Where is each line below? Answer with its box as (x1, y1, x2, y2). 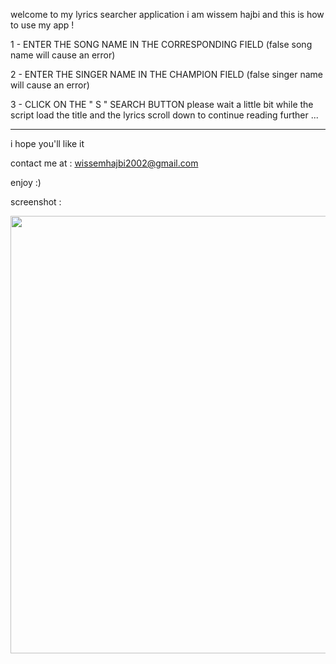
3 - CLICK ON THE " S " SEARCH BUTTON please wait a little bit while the (10, 99, 314, 110)
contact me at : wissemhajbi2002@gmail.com (10, 157, 199, 169)
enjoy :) (10, 177, 42, 188)
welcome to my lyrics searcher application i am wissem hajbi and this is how (10, 9, 325, 20)
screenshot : (10, 196, 62, 208)
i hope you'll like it (10, 138, 85, 149)
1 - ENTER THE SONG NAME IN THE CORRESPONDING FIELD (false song (10, 39, 313, 50)
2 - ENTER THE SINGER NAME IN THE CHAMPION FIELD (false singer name (10, 69, 323, 80)
